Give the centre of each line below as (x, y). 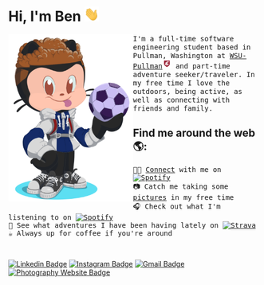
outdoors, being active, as (188, 92)
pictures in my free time (183, 197)
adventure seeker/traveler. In (194, 75)
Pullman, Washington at (179, 56)
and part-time (203, 66)
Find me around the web (194, 133)
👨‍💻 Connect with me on (177, 169)
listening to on (40, 217)
